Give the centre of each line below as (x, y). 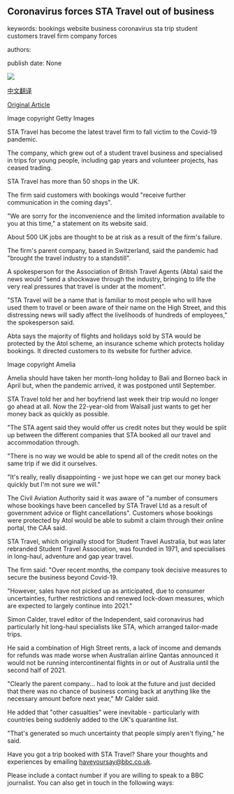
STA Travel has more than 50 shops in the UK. (73, 181)
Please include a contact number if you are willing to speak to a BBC (105, 775)
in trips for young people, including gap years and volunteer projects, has (113, 160)
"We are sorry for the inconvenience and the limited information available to (116, 216)
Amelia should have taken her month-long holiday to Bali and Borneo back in (117, 378)
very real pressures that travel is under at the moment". (87, 286)
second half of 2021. (37, 670)
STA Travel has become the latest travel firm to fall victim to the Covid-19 (112, 132)
